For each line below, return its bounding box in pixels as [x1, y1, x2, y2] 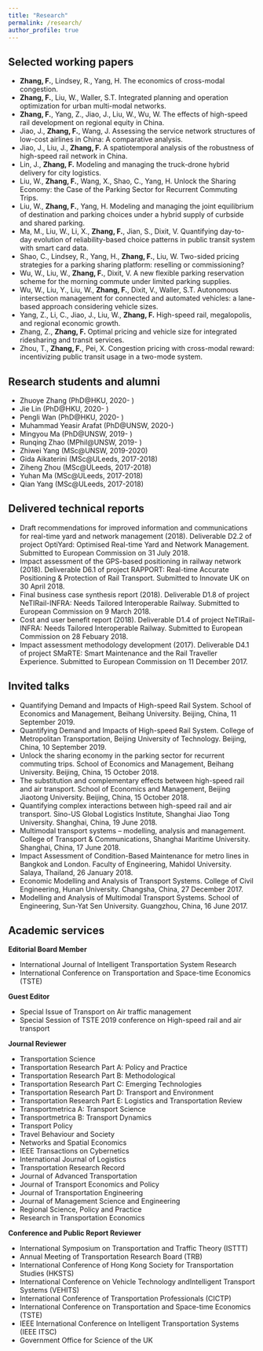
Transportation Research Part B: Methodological [19, 1071, 176, 1080]
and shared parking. [19, 218, 85, 228]
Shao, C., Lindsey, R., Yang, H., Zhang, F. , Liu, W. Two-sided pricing [19, 252, 239, 261]
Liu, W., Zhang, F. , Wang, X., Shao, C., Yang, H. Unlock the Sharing [19, 176, 236, 186]
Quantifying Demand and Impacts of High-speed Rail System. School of [19, 700, 252, 710]
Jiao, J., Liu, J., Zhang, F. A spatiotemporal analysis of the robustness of [19, 143, 254, 153]
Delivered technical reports [8, 502, 145, 515]
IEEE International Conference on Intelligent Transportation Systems [19, 1319, 239, 1328]
